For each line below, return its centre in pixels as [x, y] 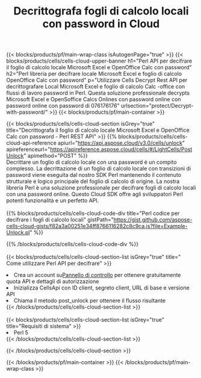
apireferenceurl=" [28, 149]
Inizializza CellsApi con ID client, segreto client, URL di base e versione [102, 288]
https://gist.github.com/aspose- [153, 220]
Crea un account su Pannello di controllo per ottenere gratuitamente [98, 275]
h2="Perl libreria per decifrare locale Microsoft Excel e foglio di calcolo [94, 74]
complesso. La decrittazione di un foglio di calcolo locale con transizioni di [99, 169]
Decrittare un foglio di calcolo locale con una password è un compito [91, 162]
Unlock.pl [18, 232]
